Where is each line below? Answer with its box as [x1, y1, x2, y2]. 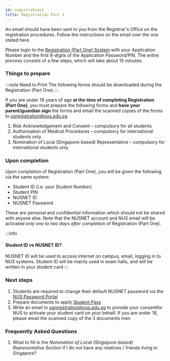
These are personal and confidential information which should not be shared [5, 210, 165, 216]
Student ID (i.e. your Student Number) [12, 184, 92, 190]
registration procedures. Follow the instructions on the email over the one [5, 31, 159, 38]
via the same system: [5, 174, 50, 180]
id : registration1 [5, 7, 44, 13]
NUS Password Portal [12, 294, 58, 300]
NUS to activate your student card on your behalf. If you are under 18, [12, 310, 158, 316]
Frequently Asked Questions [5, 328, 77, 335]
